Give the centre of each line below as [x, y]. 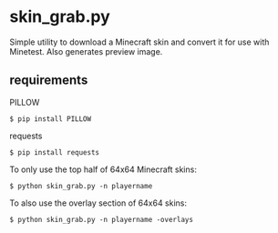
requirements [49, 81]
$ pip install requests [55, 152]
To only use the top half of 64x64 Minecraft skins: [103, 169]
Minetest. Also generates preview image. [86, 51]
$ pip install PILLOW [51, 119]
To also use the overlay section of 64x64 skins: [98, 203]
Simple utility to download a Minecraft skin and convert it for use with [139, 42]
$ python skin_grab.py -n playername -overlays [102, 219]
